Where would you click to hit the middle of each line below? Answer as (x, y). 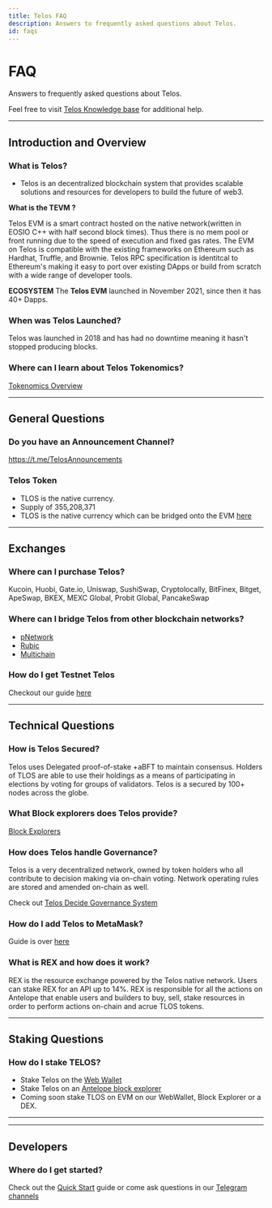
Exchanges (37, 548)
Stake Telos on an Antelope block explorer (91, 1089)
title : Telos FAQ (38, 16)
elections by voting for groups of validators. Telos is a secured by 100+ (127, 783)
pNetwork (37, 636)
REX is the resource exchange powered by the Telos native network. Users (133, 980)
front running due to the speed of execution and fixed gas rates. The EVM (132, 241)
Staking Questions (56, 1040)
